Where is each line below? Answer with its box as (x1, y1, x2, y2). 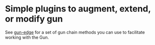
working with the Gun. (5, 34, 49, 40)
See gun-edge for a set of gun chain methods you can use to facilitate (5, 29, 145, 35)
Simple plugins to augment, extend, (5, 3, 151, 14)
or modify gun (5, 13, 63, 24)
